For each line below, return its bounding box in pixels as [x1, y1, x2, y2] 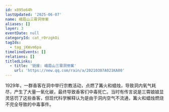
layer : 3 [5, 26, 24, 31]
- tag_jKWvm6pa [10, 45, 42, 50]
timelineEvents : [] [5, 49, 46, 54]
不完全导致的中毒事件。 [5, 101, 54, 107]
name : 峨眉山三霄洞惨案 [5, 17, 49, 22]
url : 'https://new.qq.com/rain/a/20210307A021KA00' [14, 68, 125, 73]
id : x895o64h [5, 7, 33, 13]
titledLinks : [5, 59, 33, 64]
